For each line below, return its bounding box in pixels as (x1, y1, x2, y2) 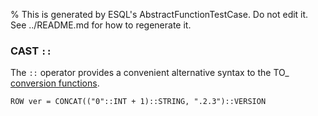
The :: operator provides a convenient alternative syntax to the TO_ (10, 67, 290, 79)
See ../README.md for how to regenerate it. (10, 19, 192, 31)
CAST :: (10, 44, 52, 58)
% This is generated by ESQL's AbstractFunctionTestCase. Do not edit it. (10, 9, 309, 20)
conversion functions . (10, 77, 100, 89)
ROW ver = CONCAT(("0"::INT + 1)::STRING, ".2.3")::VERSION (10, 97, 267, 107)
